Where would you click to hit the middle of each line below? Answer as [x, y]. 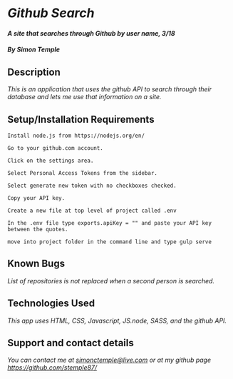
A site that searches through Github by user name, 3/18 [92, 33]
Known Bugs [36, 264]
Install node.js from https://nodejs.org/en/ [76, 136]
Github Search [51, 13]
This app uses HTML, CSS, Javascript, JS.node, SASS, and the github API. [117, 320]
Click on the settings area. [51, 161]
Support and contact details [71, 343]
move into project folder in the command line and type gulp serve [110, 242]
